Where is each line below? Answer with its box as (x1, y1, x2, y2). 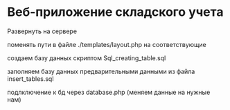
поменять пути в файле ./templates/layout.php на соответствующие (7, 40, 206, 48)
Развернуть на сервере (7, 27, 78, 35)
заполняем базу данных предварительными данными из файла (7, 67, 195, 75)
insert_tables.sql (7, 74, 54, 83)
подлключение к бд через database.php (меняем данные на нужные (7, 88, 211, 96)
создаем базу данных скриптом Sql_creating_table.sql (7, 53, 166, 62)
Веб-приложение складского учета (7, 4, 224, 20)
